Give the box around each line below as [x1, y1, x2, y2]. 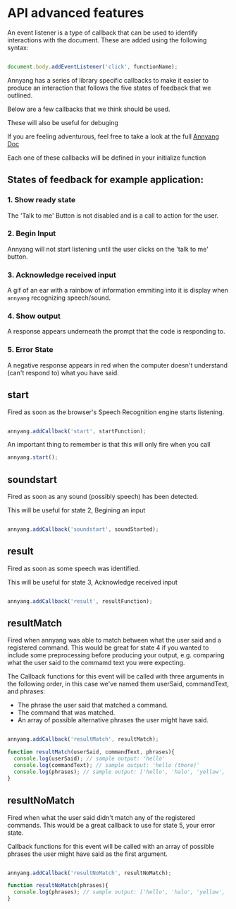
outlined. [7, 90, 33, 100]
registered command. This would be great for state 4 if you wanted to [7, 643, 209, 652]
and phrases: [7, 687, 46, 696]
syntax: [7, 43, 29, 52]
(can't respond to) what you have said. [7, 368, 120, 377]
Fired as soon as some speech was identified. [7, 564, 141, 573]
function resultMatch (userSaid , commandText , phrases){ [7, 749, 175, 756]
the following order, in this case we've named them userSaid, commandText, [7, 680, 230, 688]
